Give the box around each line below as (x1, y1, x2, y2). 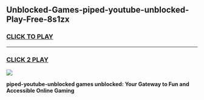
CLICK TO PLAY (6, 33, 53, 41)
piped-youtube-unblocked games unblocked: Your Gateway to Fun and (6, 80, 189, 87)
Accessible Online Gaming (6, 87, 75, 94)
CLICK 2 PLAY (6, 55, 49, 64)
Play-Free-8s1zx (6, 15, 70, 25)
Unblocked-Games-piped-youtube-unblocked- (6, 5, 189, 15)
